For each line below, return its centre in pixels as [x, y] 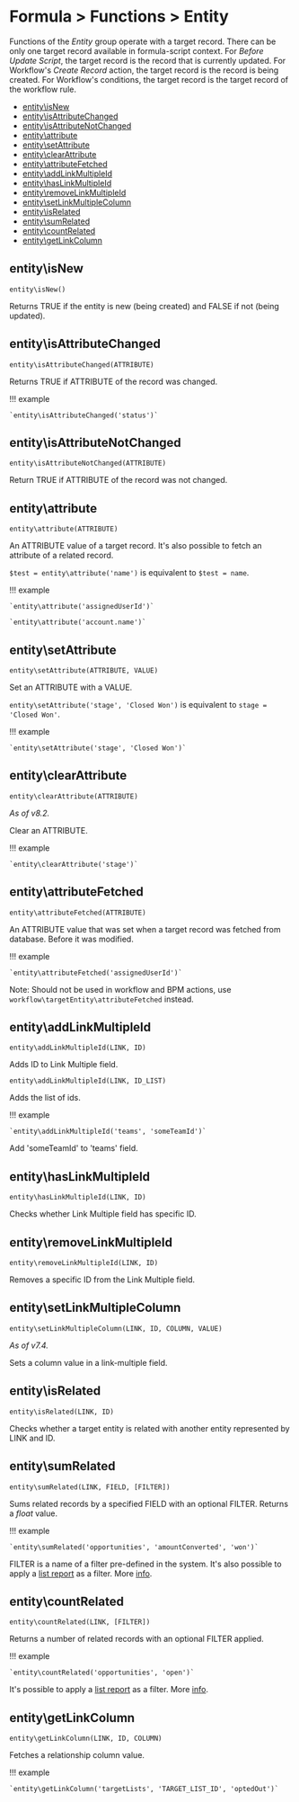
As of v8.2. [30, 813]
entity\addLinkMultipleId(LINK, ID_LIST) [88, 1081]
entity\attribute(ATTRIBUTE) [64, 529]
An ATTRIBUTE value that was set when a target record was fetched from [145, 929]
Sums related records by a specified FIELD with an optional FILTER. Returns [149, 1503]
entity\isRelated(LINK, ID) [62, 1412]
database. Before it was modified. [72, 939]
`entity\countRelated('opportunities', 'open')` [102, 1673]
